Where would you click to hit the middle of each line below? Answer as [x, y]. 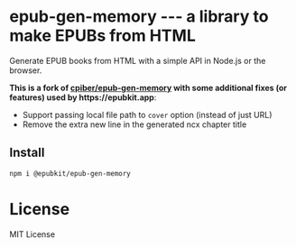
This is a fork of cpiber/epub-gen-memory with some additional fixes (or [148, 87]
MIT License [32, 234]
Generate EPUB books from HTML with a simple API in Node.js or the [138, 60]
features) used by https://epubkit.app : [83, 97]
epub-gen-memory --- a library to [139, 17]
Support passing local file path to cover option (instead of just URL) [147, 114]
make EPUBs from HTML [102, 36]
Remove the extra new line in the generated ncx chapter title [134, 124]
